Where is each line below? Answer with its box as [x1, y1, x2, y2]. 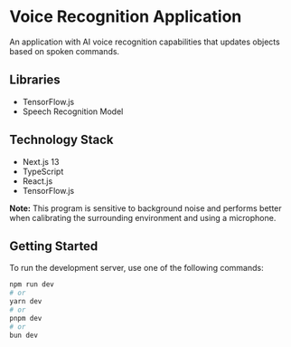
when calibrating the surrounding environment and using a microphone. [9, 212, 277, 223]
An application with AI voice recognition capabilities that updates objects [9, 36, 280, 47]
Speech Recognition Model [22, 106, 124, 117]
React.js [22, 175, 53, 187]
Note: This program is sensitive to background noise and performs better [9, 202, 282, 214]
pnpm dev [9, 313, 42, 323]
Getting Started [9, 238, 99, 254]
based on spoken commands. [9, 45, 120, 56]
